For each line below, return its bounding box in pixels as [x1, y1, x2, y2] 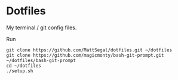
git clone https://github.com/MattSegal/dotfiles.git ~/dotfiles [6, 47, 172, 53]
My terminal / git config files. [6, 24, 77, 31]
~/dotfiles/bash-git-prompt [6, 57, 76, 63]
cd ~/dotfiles [6, 63, 42, 69]
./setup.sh [6, 67, 33, 74]
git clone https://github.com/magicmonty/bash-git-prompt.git [6, 52, 164, 58]
